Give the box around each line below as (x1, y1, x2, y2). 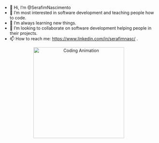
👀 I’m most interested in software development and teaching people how (9, 10, 154, 16)
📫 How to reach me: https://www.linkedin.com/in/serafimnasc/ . (9, 36, 138, 41)
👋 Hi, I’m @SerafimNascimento (9, 5, 71, 10)
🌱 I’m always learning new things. (9, 20, 76, 26)
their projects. (9, 31, 38, 36)
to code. (9, 15, 27, 20)
